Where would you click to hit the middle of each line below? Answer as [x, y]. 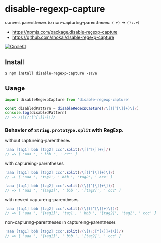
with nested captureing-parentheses [42, 199]
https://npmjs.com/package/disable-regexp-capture [65, 32]
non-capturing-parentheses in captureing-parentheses [60, 222]
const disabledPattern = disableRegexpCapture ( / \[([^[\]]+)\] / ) [72, 109]
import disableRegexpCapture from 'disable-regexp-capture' [68, 99]
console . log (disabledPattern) [36, 113]
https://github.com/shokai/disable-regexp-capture [63, 37]
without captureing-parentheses [38, 141]
